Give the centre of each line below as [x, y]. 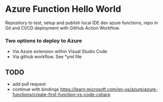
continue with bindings [36, 89]
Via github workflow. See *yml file [47, 57]
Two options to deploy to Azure [44, 40]
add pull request [29, 84]
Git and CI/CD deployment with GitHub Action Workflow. [63, 28]
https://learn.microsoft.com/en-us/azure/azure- [109, 89]
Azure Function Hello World [63, 9]
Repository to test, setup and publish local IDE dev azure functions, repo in [81, 23]
